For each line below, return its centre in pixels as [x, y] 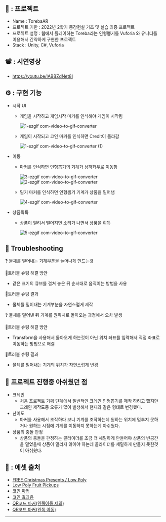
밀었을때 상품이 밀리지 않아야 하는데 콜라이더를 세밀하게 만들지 [85, 444]
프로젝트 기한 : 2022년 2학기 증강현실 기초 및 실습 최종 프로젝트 [73, 27]
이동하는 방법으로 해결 [34, 344]
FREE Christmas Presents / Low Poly [49, 479]
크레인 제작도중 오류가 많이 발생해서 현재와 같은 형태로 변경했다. [81, 407]
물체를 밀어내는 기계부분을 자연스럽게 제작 [53, 305]
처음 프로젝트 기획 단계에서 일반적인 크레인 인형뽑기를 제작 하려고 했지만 [89, 401]
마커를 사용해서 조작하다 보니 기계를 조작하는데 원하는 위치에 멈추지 [84, 420]
